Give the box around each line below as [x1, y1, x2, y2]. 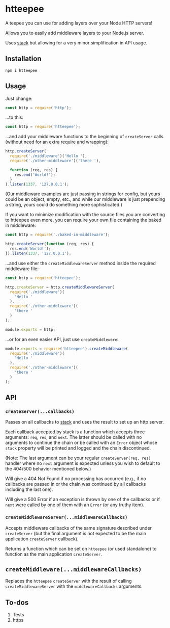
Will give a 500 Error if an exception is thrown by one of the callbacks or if [5, 496, 160, 503]
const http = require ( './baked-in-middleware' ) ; [5, 232, 110, 238]
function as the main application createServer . [5, 551, 103, 557]
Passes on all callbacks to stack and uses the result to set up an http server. [5, 419, 164, 425]
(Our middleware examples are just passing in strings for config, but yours [5, 191, 161, 197]
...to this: [5, 114, 24, 120]
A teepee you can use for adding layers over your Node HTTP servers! [5, 20, 153, 26]
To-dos [5, 598, 29, 607]
